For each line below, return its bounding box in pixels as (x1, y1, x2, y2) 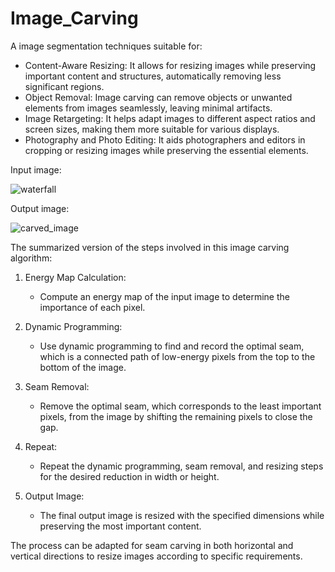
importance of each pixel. (39, 301, 146, 313)
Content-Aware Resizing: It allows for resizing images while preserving (24, 59, 317, 71)
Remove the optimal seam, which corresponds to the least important (39, 400, 322, 412)
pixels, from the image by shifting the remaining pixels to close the (39, 410, 313, 422)
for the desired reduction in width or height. (39, 470, 220, 482)
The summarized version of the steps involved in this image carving (10, 241, 290, 253)
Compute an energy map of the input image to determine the (39, 290, 290, 302)
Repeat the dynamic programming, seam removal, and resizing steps (39, 460, 324, 472)
